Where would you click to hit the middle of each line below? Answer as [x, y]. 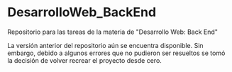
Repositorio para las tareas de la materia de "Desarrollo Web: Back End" [113, 32]
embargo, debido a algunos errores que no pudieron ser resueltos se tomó [116, 53]
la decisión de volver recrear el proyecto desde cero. [84, 60]
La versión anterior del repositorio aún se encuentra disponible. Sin [105, 45]
